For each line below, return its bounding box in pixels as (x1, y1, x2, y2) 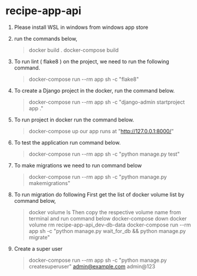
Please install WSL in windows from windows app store (14, 24, 149, 31)
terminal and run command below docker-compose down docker (28, 215, 187, 222)
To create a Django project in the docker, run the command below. (14, 87, 175, 94)
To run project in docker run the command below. (14, 116, 134, 123)
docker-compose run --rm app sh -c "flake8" (28, 75, 139, 83)
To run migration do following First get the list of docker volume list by (14, 190, 185, 198)
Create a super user (14, 245, 63, 252)
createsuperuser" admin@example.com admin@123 (28, 262, 156, 270)
